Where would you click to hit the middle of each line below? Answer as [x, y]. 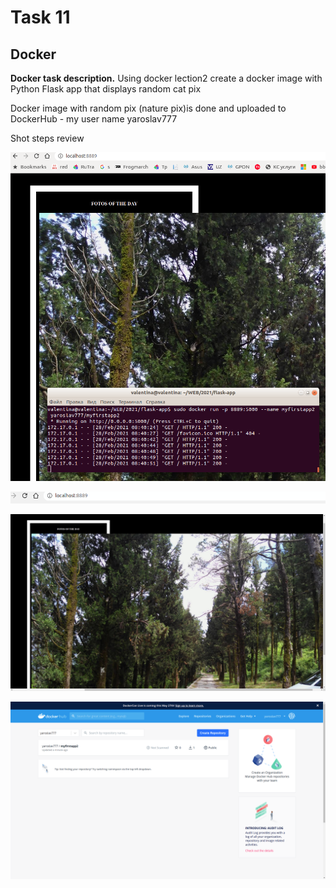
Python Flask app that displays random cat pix [106, 89]
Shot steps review [47, 138]
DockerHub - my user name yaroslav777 [94, 119]
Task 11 [40, 17]
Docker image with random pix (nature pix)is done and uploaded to [148, 108]
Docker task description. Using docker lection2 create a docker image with [166, 78]
